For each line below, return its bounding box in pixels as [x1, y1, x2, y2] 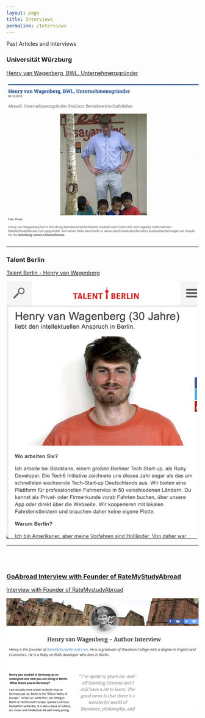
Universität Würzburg [6, 56, 72, 64]
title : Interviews [6, 16, 53, 23]
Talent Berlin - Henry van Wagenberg [6, 269, 100, 277]
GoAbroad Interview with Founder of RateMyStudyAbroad [6, 572, 182, 581]
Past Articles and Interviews [6, 40, 77, 48]
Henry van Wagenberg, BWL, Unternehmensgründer [6, 69, 138, 76]
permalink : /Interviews [6, 23, 67, 29]
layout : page [6, 10, 40, 16]
